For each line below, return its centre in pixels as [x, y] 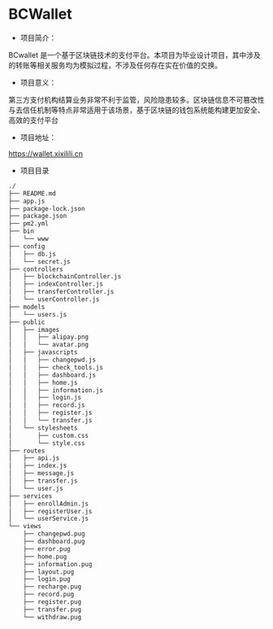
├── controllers [36, 269]
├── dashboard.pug [54, 542]
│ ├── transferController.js [61, 292]
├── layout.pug [49, 572]
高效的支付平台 [33, 120]
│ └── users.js [38, 314]
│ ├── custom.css [49, 435]
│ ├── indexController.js [56, 284]
